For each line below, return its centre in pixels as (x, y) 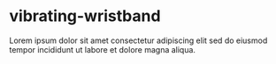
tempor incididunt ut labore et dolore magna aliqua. (103, 49)
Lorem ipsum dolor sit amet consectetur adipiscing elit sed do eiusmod (138, 40)
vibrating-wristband (85, 16)
